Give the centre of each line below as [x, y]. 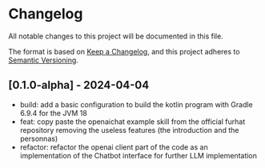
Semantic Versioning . [43, 60]
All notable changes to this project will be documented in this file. [116, 36]
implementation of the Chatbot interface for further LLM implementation [139, 155]
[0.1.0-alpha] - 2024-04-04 [79, 85]
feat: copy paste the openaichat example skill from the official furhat [132, 122]
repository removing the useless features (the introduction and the [129, 130]
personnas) [39, 138]
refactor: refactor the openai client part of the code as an [114, 147]
